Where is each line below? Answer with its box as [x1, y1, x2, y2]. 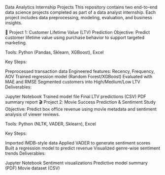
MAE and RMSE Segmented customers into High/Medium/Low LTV [5, 79, 140, 85]
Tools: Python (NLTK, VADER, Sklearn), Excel [5, 121, 96, 127]
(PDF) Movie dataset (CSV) [5, 165, 60, 171]
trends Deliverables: [5, 150, 46, 156]
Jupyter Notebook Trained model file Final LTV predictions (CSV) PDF [5, 93, 146, 99]
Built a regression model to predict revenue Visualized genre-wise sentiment [5, 145, 161, 151]
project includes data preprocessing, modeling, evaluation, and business [5, 15, 153, 20]
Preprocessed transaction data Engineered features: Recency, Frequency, [5, 68, 155, 74]
